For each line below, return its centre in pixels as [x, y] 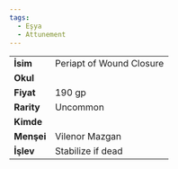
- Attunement [42, 34]
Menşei [30, 137]
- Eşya [30, 26]
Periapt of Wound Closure [110, 64]
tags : [19, 18]
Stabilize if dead [89, 151]
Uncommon [80, 107]
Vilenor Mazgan [89, 137]
